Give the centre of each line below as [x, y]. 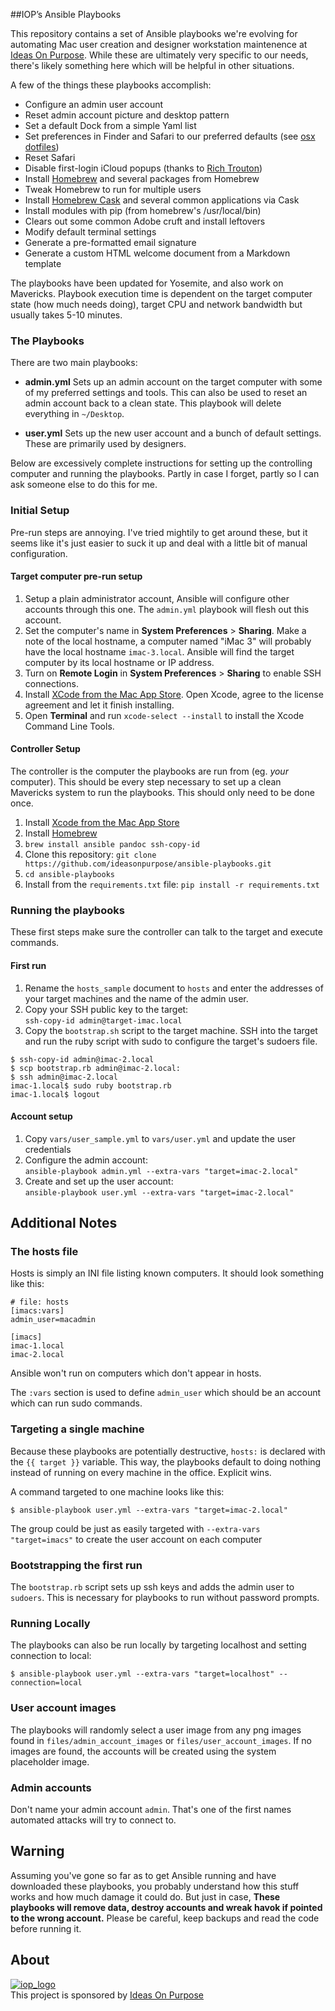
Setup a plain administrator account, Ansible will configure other [157, 598]
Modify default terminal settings [90, 232]
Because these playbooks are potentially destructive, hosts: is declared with [168, 1451]
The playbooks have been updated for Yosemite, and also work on [147, 283]
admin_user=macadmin [53, 1320]
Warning [37, 1851]
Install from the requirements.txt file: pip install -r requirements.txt [172, 884]
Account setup [41, 1116]
